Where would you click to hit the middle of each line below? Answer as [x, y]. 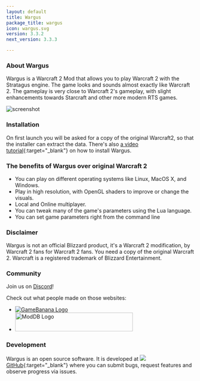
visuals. [24, 198]
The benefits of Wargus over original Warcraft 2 [77, 166]
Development [26, 345]
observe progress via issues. [42, 371]
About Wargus [28, 65]
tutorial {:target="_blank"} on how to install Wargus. [69, 150]
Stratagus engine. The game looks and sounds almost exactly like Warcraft [98, 85]
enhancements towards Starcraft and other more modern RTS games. [92, 98]
